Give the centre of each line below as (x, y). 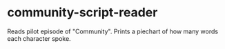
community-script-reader (82, 13)
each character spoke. (39, 38)
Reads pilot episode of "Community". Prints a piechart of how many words (113, 31)
